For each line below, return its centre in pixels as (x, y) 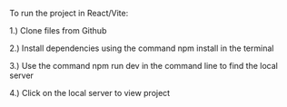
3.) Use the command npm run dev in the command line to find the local (144, 66)
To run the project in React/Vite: (69, 13)
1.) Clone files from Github (58, 30)
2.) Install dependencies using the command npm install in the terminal (142, 48)
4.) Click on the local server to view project (90, 93)
